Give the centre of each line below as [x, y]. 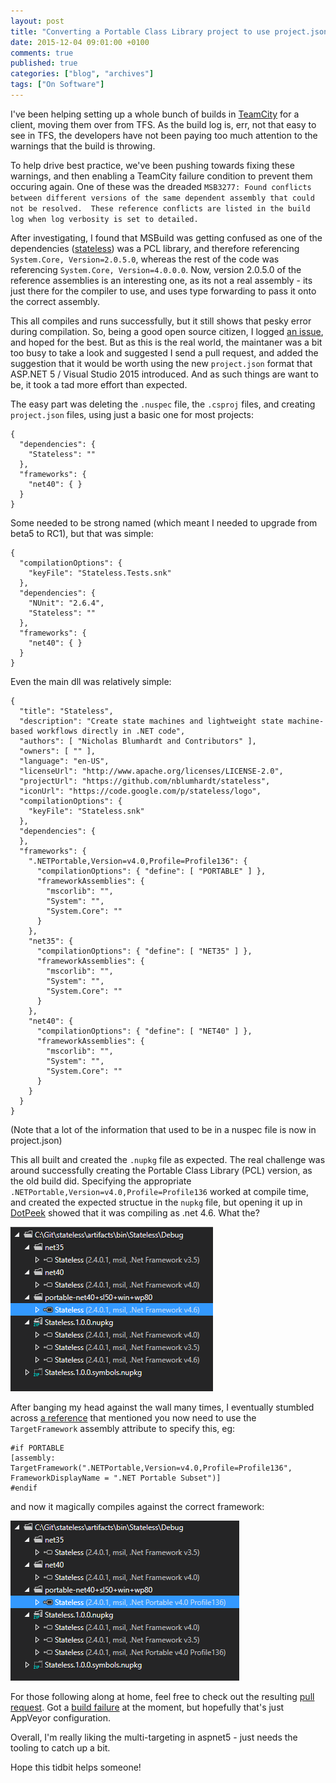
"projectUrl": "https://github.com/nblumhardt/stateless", [145, 781]
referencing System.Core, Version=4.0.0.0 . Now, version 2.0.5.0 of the [156, 269]
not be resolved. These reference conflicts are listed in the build [160, 208]
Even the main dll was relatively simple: [91, 681]
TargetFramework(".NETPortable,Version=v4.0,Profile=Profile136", [151, 1468]
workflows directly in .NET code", [111, 731]
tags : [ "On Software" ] [57, 85]
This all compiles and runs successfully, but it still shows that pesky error [161, 321]
